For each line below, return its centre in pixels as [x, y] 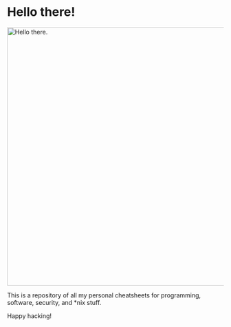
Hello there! [41, 12]
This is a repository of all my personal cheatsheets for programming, [104, 295]
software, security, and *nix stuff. [54, 302]
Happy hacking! [30, 316]
